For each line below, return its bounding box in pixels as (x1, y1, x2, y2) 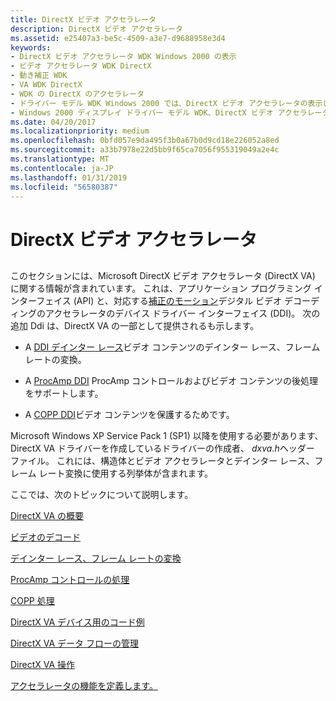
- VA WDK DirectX (10, 80, 83, 90)
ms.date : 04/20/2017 (10, 117, 97, 127)
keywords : (10, 42, 52, 53)
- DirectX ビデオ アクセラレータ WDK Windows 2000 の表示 (10, 52, 237, 62)
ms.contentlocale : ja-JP (10, 163, 114, 173)
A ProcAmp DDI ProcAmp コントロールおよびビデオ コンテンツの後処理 (24, 374, 318, 386)
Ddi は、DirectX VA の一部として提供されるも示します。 (29, 319, 260, 331)
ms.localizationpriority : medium (10, 126, 150, 136)
